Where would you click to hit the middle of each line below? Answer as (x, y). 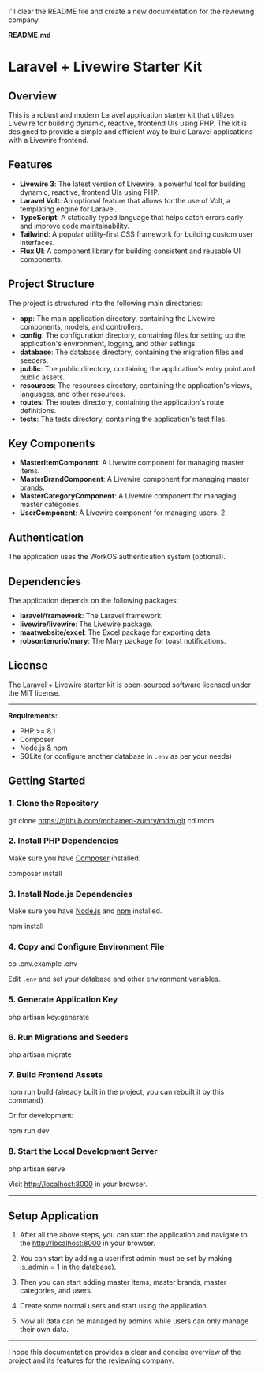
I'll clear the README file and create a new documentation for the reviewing (131, 11)
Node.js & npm (44, 748)
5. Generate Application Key (63, 999)
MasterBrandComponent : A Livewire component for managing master (134, 479)
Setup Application (53, 1216)
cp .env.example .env (43, 964)
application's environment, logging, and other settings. (108, 343)
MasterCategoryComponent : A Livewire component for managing (128, 496)
